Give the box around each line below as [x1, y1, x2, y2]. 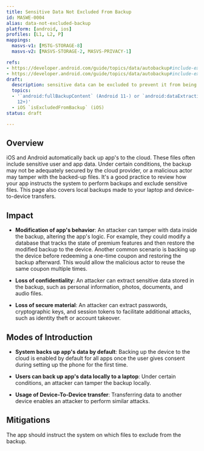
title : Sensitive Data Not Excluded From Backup [6, 8, 132, 15]
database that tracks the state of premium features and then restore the [15, 239, 195, 246]
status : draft [6, 110, 42, 116]
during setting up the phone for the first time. [15, 361, 129, 368]
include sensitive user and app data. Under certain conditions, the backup [6, 160, 191, 168]
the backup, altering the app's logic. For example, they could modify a [15, 233, 191, 240]
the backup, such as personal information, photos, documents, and [15, 283, 183, 291]
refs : [6, 59, 20, 66]
